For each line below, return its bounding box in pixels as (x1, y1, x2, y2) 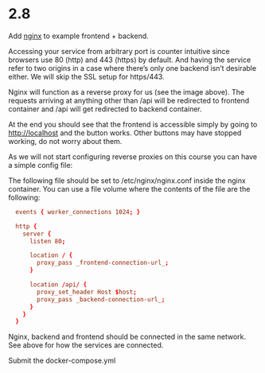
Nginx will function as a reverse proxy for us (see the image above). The (8, 87, 245, 96)
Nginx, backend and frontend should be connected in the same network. (8, 332, 247, 342)
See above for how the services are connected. (8, 340, 164, 350)
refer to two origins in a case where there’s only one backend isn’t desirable (8, 63, 257, 72)
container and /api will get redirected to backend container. (8, 104, 203, 114)
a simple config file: (8, 160, 73, 169)
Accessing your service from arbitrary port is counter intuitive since (8, 46, 231, 56)
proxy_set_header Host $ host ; (37, 288, 137, 296)
